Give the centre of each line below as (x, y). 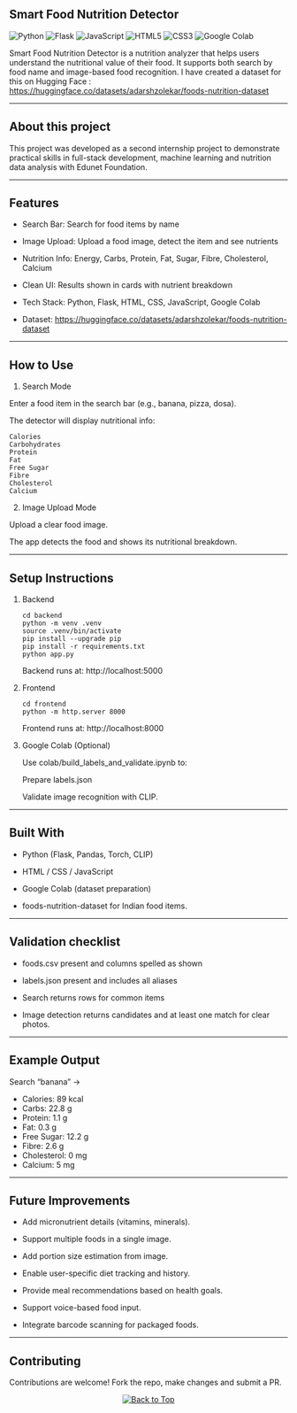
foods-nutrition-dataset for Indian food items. (104, 906)
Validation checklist (65, 942)
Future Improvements (70, 1200)
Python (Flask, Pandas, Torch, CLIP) (88, 854)
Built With (37, 833)
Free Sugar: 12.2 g (55, 1136)
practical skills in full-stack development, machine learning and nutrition (141, 158)
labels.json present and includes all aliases (100, 980)
